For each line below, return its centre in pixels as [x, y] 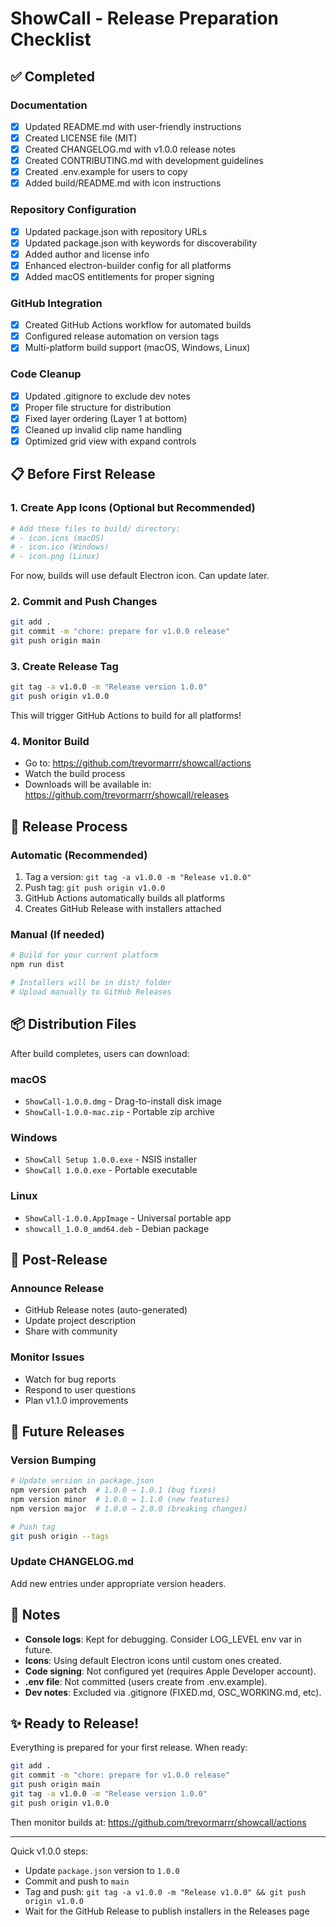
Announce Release [57, 1288]
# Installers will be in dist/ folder [91, 983]
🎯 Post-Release [59, 1259]
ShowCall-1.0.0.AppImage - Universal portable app [128, 1218]
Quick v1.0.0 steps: [49, 1851]
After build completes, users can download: [100, 1053]
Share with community [71, 1331]
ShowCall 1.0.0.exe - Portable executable [111, 1170]
